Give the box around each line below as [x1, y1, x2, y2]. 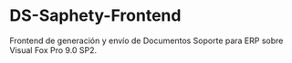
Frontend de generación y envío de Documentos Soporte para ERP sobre [9, 35, 284, 46]
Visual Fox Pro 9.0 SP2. [9, 44, 98, 55]
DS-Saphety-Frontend [9, 5, 182, 26]
